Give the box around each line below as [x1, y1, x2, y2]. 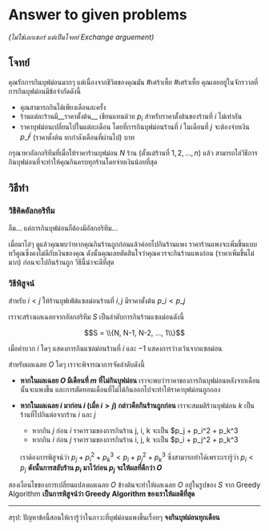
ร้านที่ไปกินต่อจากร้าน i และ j [19, 410, 96, 420]
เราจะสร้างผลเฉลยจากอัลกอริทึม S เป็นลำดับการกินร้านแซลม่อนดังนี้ [8, 312, 184, 322]
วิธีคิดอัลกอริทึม [8, 205, 55, 216]
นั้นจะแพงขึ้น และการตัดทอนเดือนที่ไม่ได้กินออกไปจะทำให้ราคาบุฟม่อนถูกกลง [19, 385, 221, 395]
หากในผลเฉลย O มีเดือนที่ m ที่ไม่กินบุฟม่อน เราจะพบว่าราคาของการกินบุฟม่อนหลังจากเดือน [19, 375, 260, 386]
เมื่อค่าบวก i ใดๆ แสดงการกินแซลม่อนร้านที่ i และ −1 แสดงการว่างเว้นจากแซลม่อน [8, 343, 223, 354]
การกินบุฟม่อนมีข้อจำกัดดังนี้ [8, 86, 82, 95]
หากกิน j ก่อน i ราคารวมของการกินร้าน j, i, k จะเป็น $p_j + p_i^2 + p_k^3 [31, 426, 239, 436]
